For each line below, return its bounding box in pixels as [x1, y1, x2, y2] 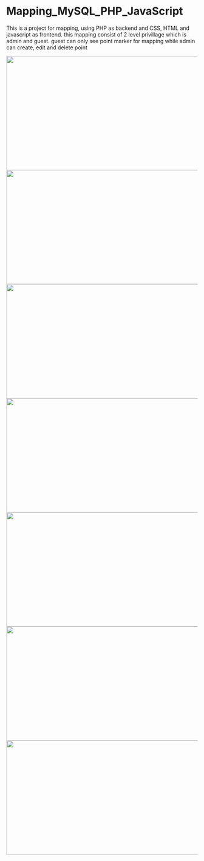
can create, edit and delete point [6, 44, 88, 51]
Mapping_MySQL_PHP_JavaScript [6, 4, 183, 18]
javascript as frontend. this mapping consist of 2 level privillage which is [6, 30, 187, 38]
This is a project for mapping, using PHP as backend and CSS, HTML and [6, 24, 190, 32]
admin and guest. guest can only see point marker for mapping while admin [6, 37, 195, 44]
